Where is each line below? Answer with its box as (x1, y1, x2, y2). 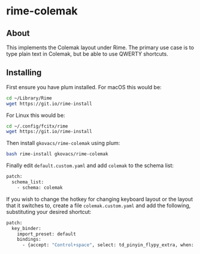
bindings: (17, 237, 42, 243)
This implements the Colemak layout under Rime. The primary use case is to (6, 44, 195, 51)
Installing (6, 68, 42, 78)
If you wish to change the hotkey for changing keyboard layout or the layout (6, 195, 193, 202)
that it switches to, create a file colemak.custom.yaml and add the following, (6, 202, 191, 209)
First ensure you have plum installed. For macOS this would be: (6, 83, 162, 90)
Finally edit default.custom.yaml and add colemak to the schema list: (6, 162, 174, 169)
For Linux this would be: (6, 111, 65, 119)
